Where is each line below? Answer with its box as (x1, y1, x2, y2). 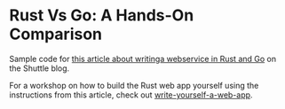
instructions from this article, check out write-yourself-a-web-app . (9, 90, 253, 100)
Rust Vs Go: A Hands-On (9, 5, 194, 26)
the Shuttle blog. (9, 63, 70, 74)
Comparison (9, 24, 103, 44)
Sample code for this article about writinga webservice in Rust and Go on (9, 53, 277, 64)
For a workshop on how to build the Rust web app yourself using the (9, 80, 259, 90)
